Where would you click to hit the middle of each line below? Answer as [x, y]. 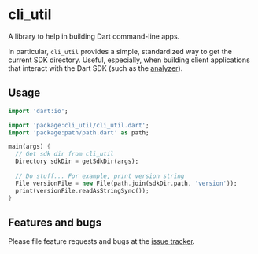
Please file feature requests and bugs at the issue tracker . [101, 241]
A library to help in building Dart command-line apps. [94, 36]
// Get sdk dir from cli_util [64, 154]
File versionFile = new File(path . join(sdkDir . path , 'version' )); [126, 183]
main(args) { [29, 147]
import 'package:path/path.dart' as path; [79, 133]
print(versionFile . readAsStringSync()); [82, 190]
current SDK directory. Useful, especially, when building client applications [129, 60]
